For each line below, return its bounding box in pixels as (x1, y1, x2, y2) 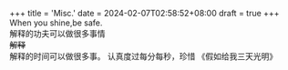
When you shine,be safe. (9, 17, 103, 28)
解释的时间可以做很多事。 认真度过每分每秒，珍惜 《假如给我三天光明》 (9, 51, 278, 62)
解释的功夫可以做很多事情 (9, 28, 106, 39)
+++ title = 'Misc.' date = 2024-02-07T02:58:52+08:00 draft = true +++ (9, 8, 280, 18)
